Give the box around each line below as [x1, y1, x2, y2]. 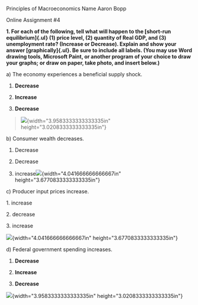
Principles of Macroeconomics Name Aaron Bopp [6, 5, 127, 12]
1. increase [6, 199, 33, 206]
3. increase [6, 222, 34, 229]
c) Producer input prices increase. [6, 188, 89, 194]
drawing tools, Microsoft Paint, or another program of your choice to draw [6, 53, 191, 60]
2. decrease [6, 211, 35, 218]
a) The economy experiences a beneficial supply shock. [6, 71, 143, 77]
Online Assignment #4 [6, 17, 60, 23]
